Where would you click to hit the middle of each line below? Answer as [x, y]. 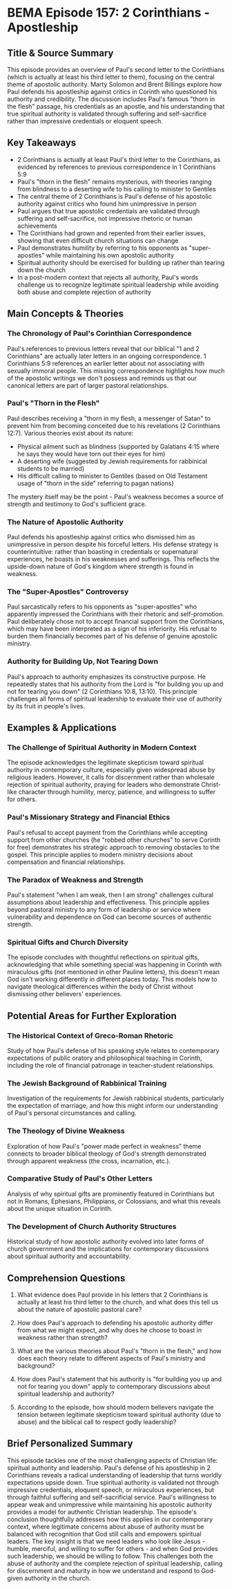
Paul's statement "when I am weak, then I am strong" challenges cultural [110, 895]
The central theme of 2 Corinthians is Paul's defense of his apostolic [114, 196]
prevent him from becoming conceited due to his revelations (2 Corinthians [114, 425]
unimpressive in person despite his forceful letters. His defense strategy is [113, 544]
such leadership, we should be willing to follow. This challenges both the [110, 1556]
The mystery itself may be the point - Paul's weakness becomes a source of [116, 496]
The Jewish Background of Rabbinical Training [87, 1083]
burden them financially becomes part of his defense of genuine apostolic [112, 636]
